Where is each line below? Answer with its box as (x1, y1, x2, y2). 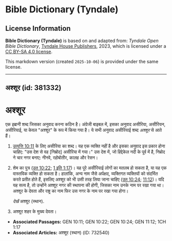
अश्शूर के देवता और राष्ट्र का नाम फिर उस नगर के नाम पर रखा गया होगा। (12, 188, 129, 194)
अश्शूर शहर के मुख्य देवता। (12, 209, 57, 215)
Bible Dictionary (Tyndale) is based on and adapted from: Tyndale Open (5, 37, 159, 44)
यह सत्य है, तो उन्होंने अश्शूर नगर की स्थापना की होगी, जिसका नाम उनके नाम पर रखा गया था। (12, 182, 164, 188)
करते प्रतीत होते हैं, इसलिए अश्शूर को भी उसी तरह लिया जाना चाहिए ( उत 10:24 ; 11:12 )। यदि (12, 176, 164, 183)
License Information (5, 24, 71, 33)
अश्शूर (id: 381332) (5, 84, 61, 92)
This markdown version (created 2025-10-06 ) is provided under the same (5, 58, 159, 65)
